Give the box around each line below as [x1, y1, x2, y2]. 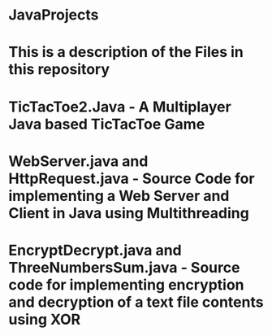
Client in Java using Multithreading [8, 203, 249, 222]
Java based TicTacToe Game [8, 115, 205, 133]
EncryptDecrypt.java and [8, 241, 183, 260]
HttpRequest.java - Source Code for [8, 169, 255, 188]
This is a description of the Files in [8, 43, 244, 62]
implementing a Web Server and [8, 186, 230, 205]
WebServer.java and [8, 152, 149, 170]
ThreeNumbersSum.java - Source [8, 258, 240, 277]
